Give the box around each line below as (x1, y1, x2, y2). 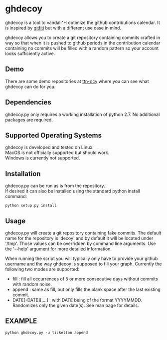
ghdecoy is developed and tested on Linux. (5, 144, 94, 150)
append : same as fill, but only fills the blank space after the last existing (12, 286, 161, 292)
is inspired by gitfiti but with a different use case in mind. (5, 24, 121, 30)
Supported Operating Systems (5, 131, 102, 139)
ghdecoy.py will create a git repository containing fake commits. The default (5, 230, 162, 235)
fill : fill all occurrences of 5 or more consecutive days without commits (12, 276, 158, 281)
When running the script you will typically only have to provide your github (5, 255, 158, 261)
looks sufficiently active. (5, 50, 55, 56)
